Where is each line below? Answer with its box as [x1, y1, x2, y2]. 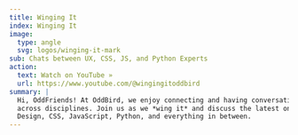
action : [9, 63, 38, 72]
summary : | [9, 87, 50, 96]
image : [9, 29, 34, 38]
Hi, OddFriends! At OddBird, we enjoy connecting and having [17, 95, 248, 105]
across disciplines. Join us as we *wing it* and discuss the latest [17, 104, 279, 113]
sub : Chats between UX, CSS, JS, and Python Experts [9, 54, 208, 63]
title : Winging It [9, 12, 77, 22]
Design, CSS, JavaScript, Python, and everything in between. [17, 112, 252, 121]
